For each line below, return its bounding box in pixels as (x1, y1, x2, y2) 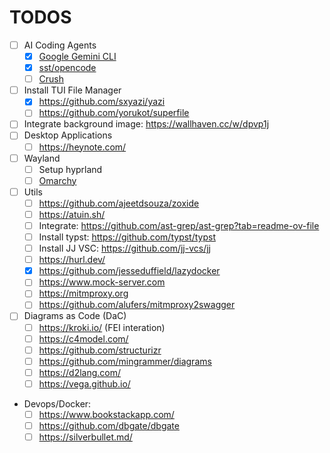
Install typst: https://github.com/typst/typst (38, 231, 216, 243)
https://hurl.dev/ (38, 254, 106, 266)
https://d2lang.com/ (38, 366, 122, 378)
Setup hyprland (38, 163, 103, 175)
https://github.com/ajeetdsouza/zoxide (38, 197, 200, 209)
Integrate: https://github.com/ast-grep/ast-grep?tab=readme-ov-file (38, 219, 320, 231)
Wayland (23, 152, 61, 164)
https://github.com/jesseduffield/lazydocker (38, 265, 221, 277)
